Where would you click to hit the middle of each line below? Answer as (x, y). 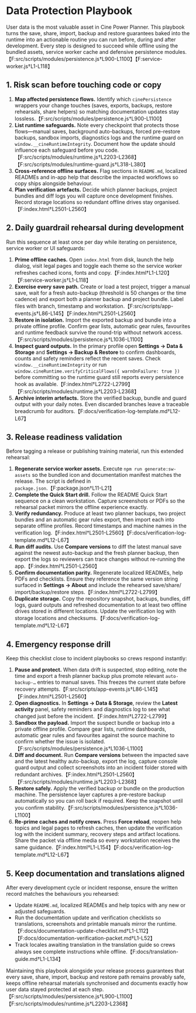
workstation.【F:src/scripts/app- (134, 306)
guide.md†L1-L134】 (39, 959)
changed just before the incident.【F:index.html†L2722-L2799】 (92, 717)
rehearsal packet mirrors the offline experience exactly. (81, 507)
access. (173, 332)
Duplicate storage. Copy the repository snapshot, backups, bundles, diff (102, 599)
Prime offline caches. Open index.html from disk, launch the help (94, 260)
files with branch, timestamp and (54, 306)
